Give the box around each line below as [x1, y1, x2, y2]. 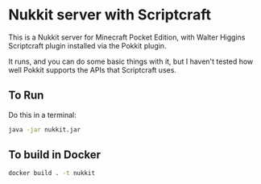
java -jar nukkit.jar [8, 125, 81, 134]
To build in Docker [8, 148, 101, 162]
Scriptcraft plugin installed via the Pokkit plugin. [8, 40, 167, 50]
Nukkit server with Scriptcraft [8, 6, 212, 24]
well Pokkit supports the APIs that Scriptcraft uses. [8, 65, 177, 74]
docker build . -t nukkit [8, 169, 95, 178]
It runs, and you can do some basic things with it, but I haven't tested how [8, 56, 254, 66]
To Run [8, 89, 44, 102]
